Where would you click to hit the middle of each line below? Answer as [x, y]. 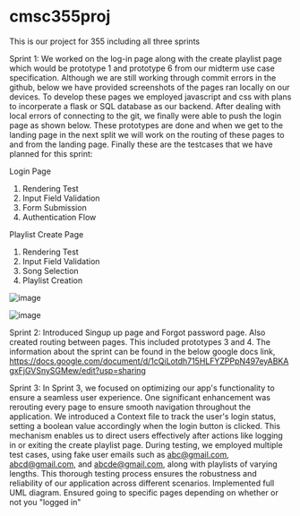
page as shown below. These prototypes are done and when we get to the [146, 125]
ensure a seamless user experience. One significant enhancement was [140, 397]
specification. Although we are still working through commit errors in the [143, 77]
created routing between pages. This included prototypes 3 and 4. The [140, 341]
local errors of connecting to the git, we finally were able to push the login [146, 116]
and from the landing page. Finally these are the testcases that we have [141, 144]
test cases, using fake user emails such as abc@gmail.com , [120, 454]
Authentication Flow [59, 217]
